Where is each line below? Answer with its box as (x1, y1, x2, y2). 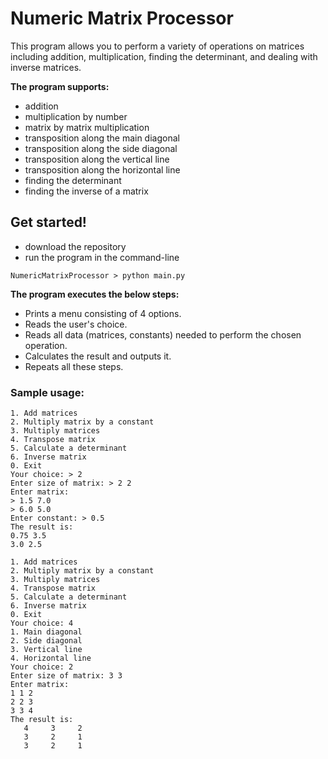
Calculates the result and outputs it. (24, 350, 172, 362)
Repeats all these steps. (24, 360, 124, 372)
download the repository (24, 240, 127, 252)
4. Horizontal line (10, 653, 92, 664)
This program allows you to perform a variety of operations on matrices (10, 40, 305, 52)
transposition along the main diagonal (24, 132, 180, 144)
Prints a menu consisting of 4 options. (24, 307, 182, 319)
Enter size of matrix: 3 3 (10, 671, 123, 681)
